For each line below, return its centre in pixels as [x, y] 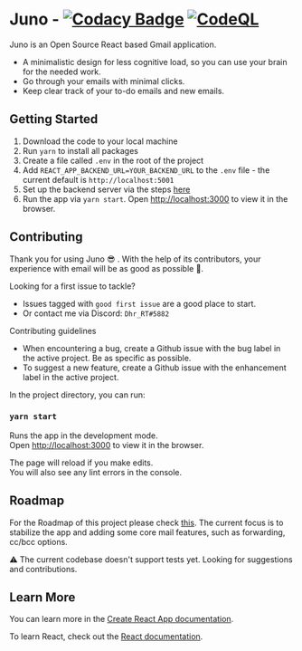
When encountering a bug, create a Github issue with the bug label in [151, 348]
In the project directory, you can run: [77, 395]
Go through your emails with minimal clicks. [104, 81]
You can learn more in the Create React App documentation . [122, 619]
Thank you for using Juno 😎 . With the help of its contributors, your [135, 259]
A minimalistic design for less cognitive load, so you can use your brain [155, 62]
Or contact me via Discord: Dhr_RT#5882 [96, 313]
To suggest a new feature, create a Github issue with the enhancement [154, 368]
